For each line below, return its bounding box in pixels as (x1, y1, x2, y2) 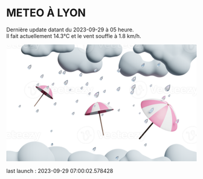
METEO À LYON (6, 6, 86, 20)
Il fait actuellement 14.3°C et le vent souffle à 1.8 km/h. (6, 32, 141, 39)
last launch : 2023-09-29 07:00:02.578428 (6, 168, 114, 175)
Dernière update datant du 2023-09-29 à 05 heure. (6, 26, 134, 33)
